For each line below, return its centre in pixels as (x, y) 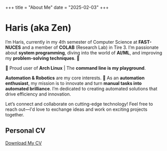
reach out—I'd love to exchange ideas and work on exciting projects (76, 109)
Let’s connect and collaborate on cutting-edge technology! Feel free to (79, 104)
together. (15, 114)
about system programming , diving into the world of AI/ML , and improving (84, 52)
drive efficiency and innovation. (38, 94)
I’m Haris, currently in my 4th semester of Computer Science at (71, 42)
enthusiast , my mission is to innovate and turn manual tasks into (74, 83)
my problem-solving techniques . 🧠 (43, 58)
